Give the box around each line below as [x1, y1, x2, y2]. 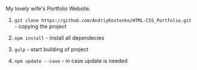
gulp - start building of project [14, 46, 89, 53]
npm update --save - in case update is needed [14, 58, 128, 64]
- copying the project [14, 23, 67, 30]
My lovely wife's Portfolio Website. [5, 5, 91, 12]
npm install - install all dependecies [14, 34, 105, 41]
